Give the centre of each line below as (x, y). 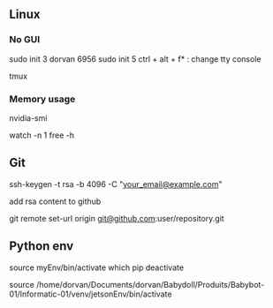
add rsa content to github (55, 201)
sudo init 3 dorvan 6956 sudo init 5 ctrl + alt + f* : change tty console (135, 59)
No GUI (25, 40)
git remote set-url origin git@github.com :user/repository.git (117, 218)
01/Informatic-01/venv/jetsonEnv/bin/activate (91, 294)
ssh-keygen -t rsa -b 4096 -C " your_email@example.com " (116, 184)
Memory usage (42, 99)
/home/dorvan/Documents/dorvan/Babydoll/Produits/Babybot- (151, 284)
